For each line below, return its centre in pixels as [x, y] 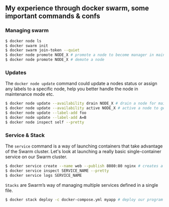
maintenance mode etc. [30, 94]
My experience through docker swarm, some [77, 8]
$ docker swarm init [27, 46]
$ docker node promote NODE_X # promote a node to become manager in [80, 55]
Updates [16, 73]
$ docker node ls [23, 41]
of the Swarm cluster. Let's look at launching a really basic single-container [83, 152]
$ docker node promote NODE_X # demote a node [55, 60]
